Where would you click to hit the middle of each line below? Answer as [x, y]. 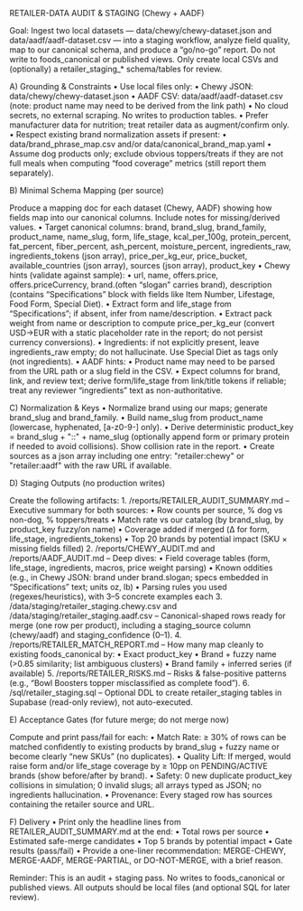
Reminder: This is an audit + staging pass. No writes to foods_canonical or [147, 878]
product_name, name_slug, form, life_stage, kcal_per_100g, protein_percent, [150, 237]
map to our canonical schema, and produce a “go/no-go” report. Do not [142, 50]
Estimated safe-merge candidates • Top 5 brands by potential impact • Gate [151, 841]
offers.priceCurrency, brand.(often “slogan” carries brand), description [141, 285]
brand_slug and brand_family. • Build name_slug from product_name [136, 418]
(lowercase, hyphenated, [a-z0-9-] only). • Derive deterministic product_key [151, 427]
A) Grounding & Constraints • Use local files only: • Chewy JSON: [132, 86]
